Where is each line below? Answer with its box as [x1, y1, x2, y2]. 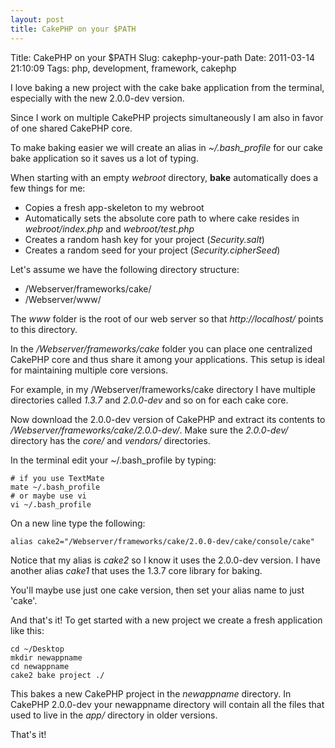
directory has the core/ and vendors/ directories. [10, 434, 211, 446]
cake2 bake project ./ [10, 670, 105, 680]
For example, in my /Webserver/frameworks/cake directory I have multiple [10, 383, 317, 395]
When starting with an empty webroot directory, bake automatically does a [10, 171, 319, 183]
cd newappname [10, 661, 70, 671]
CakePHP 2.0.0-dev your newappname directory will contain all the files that [10, 698, 325, 710]
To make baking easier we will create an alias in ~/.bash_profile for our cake [10, 141, 324, 153]
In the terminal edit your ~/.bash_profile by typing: [10, 454, 217, 466]
